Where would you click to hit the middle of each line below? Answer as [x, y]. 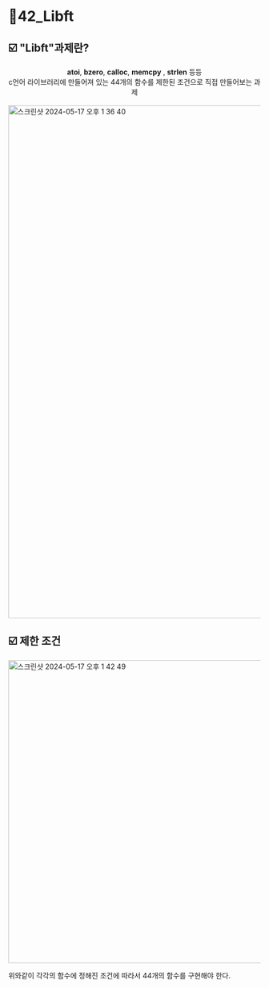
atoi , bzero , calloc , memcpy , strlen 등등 [134, 72]
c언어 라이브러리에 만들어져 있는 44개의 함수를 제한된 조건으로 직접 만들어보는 [130, 82]
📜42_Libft [41, 16]
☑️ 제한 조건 [35, 641]
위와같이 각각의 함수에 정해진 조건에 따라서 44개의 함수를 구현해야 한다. [119, 975]
